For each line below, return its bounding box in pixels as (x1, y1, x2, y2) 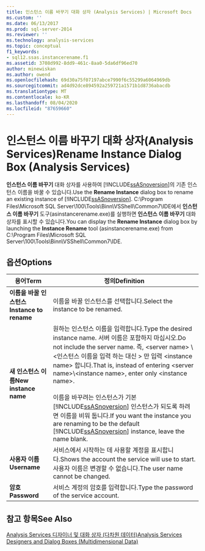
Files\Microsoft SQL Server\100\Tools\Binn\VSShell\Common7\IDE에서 (6, 203, 181, 210)
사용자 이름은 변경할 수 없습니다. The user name (52, 464, 183, 473)
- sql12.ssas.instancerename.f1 (6, 54, 88, 60)
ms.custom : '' (6, 15, 43, 21)
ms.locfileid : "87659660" (6, 105, 72, 112)
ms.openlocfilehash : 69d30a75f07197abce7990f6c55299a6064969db (6, 77, 171, 83)
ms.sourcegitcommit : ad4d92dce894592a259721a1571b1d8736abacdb (6, 83, 171, 89)
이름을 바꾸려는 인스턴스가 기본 (52, 393, 137, 402)
